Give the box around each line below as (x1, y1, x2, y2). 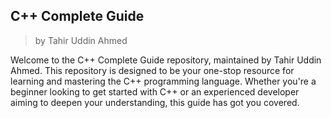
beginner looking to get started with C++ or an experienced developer (10, 85, 300, 98)
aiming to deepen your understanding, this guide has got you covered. (10, 96, 300, 108)
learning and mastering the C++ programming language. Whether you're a (10, 75, 317, 87)
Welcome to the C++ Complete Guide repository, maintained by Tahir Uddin (10, 54, 322, 66)
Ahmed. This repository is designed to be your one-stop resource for (10, 64, 295, 76)
